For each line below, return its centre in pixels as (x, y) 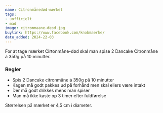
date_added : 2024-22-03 (30, 38)
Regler (13, 69)
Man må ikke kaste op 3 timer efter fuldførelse (59, 96)
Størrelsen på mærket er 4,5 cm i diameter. (49, 105)
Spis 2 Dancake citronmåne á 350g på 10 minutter (63, 80)
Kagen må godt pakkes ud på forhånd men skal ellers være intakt (79, 85)
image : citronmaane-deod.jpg (35, 28)
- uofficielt (19, 19)
